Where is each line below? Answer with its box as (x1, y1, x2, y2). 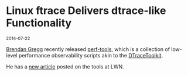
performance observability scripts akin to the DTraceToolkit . (18, 52, 163, 59)
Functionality (6, 16, 72, 30)
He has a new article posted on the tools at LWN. (6, 63, 124, 70)
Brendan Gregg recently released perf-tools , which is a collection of (6, 45, 170, 53)
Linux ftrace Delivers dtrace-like (6, 4, 166, 17)
